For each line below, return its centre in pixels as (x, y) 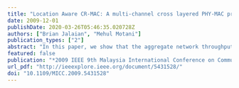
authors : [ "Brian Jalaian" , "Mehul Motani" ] (74, 34)
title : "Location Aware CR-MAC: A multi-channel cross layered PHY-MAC (116, 14)
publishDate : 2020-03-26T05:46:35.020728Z (71, 27)
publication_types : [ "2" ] (46, 40)
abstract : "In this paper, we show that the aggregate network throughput (121, 47)
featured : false (31, 54)
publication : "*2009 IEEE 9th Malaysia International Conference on (111, 60)
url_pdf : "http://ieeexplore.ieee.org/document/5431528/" (95, 67)
